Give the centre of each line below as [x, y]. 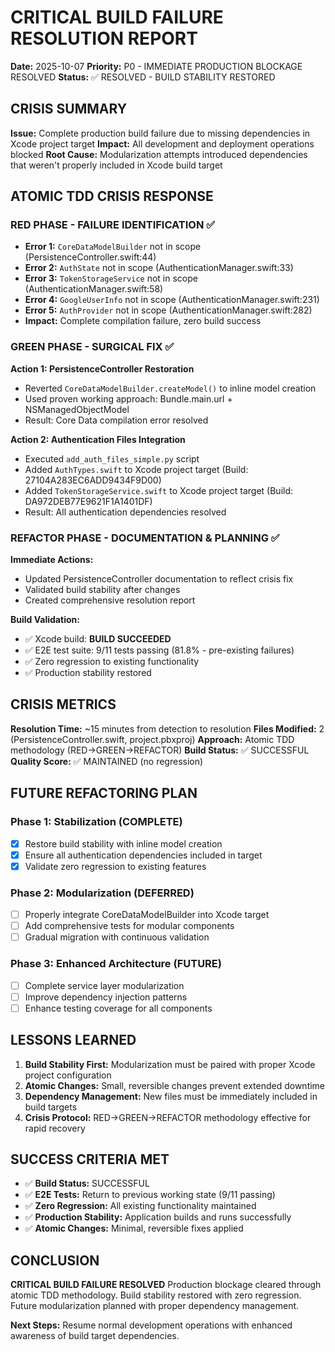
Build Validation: [45, 620]
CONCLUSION [55, 1260]
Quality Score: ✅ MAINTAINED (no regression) [107, 761]
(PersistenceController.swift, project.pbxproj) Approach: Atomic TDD [152, 739]
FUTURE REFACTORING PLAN [104, 793]
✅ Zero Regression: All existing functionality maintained [140, 1206]
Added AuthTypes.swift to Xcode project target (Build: [136, 469]
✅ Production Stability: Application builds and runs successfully [158, 1217]
